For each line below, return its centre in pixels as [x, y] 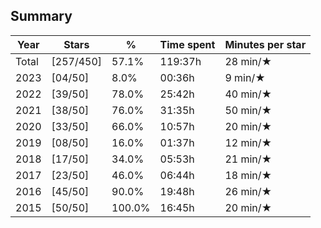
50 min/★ [248, 110]
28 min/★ [248, 61]
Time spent [187, 44]
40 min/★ [248, 94]
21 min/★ [248, 159]
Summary [41, 16]
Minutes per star [265, 44]
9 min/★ [245, 77]
